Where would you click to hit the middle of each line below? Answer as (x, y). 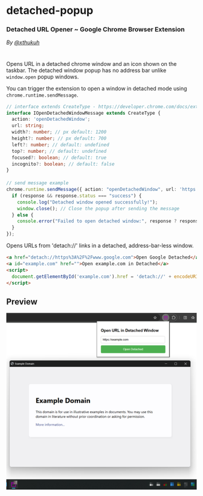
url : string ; (28, 126)
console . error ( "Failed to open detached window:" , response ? (97, 221)
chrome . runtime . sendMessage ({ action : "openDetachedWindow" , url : (92, 190)
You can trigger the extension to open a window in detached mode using (97, 88)
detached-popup (50, 11)
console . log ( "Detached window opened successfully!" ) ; (88, 202)
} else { (23, 215)
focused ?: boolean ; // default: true (59, 158)
